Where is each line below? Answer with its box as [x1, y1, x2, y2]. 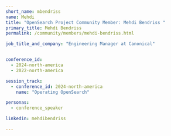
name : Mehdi [5, 14, 35, 20]
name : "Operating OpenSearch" [16, 89, 90, 95]
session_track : [5, 78, 43, 84]
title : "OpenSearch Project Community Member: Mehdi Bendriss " [5, 19, 166, 25]
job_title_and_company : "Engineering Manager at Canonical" [5, 41, 156, 47]
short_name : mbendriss [5, 8, 61, 15]
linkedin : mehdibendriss [5, 115, 66, 122]
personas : [5, 100, 30, 106]
